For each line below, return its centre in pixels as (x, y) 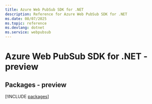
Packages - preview (36, 85)
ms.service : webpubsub (28, 32)
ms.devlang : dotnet (25, 28)
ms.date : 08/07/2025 (26, 19)
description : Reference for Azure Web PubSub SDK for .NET (66, 14)
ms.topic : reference (26, 23)
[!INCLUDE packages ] (27, 96)
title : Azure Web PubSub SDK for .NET (44, 10)
